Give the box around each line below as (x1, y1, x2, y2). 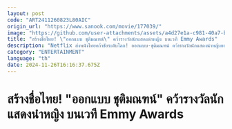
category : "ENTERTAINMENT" (7, 49, 85, 56)
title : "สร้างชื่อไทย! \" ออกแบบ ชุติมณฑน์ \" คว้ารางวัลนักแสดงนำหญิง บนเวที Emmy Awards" (7, 36, 218, 43)
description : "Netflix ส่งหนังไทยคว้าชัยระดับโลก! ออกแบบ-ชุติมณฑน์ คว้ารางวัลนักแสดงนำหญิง (7, 42, 221, 49)
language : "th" (7, 55, 51, 62)
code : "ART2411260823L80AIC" (7, 17, 91, 23)
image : (7, 29, 26, 37)
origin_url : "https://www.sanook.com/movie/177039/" (7, 23, 162, 30)
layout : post (7, 10, 45, 17)
